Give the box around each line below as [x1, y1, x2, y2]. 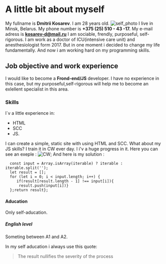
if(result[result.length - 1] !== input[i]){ [16, 179, 114, 184]
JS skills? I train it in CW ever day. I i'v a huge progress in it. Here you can [5, 146, 158, 152]
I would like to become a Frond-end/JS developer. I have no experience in [5, 75, 159, 81]
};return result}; [10, 188, 49, 193]
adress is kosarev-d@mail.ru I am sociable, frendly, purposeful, [5, 31, 139, 37]
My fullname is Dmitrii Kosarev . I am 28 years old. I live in [5, 20, 153, 26]
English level [5, 221, 33, 227]
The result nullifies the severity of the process [17, 253, 114, 259]
